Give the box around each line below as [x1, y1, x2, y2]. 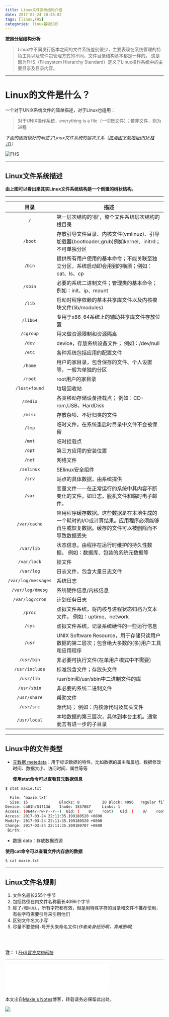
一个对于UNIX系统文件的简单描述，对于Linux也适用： [5, 107, 116, 113]
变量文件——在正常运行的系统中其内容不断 [56, 485, 157, 492]
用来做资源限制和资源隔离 [56, 330, 117, 337]
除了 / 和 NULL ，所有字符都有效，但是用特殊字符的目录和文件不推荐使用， [12, 905, 161, 911]
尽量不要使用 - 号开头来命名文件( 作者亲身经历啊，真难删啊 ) [12, 923, 133, 930]
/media [22, 399, 38, 404]
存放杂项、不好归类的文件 [56, 412, 117, 418]
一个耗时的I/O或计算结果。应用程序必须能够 [56, 517, 159, 524]
